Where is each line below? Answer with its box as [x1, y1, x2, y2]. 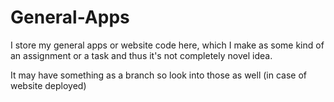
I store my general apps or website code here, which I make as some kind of [10, 39, 325, 51]
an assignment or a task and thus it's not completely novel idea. [10, 49, 273, 61]
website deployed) [10, 79, 87, 91]
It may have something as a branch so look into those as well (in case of [10, 69, 308, 81]
